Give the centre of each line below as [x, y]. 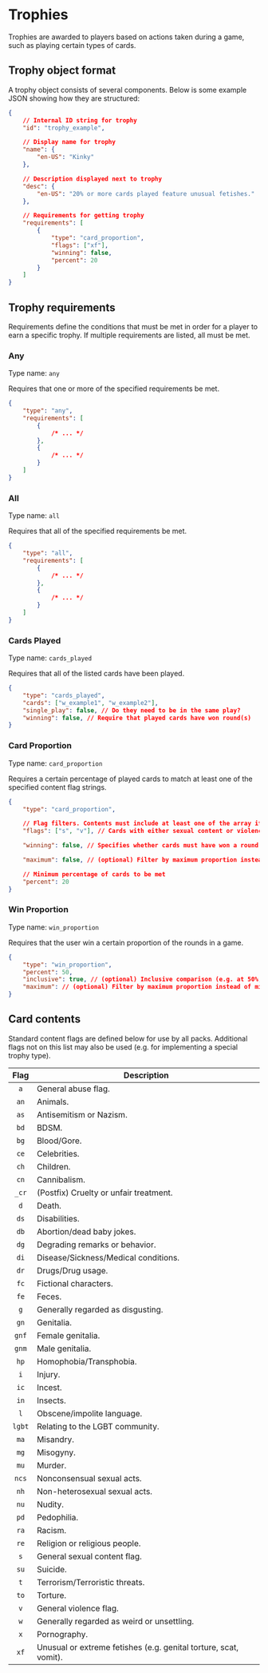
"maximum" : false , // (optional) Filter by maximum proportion [130, 860]
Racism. [52, 1530]
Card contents [45, 1020]
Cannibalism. [61, 1179]
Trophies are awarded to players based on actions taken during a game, [126, 37]
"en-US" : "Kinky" [65, 157]
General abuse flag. [73, 1089]
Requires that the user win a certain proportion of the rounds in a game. [126, 942]
